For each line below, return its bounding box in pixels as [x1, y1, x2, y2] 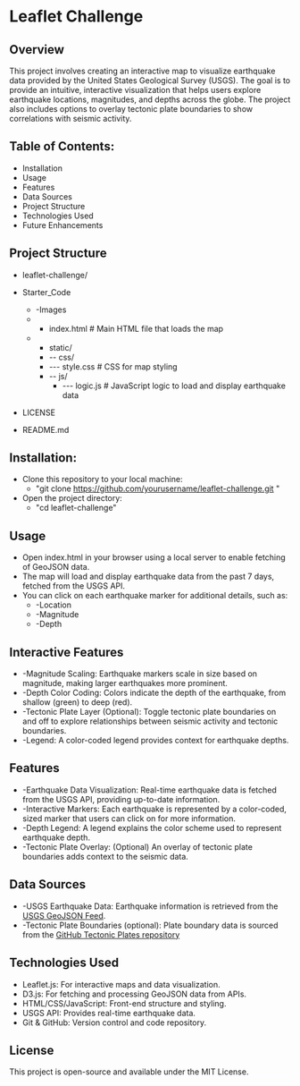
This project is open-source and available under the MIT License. [9, 1066, 249, 1077]
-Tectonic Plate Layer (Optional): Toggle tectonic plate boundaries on [21, 707, 277, 717]
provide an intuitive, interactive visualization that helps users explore [9, 85, 262, 95]
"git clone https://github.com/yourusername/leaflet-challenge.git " [35, 483, 280, 494]
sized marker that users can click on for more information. [21, 812, 237, 824]
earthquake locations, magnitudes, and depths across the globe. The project [9, 94, 291, 105]
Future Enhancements [21, 219, 104, 230]
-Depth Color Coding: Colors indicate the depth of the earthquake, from [21, 687, 287, 699]
